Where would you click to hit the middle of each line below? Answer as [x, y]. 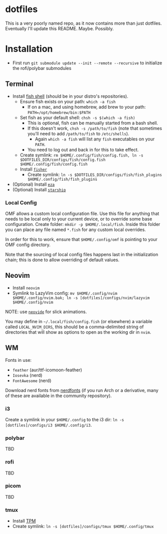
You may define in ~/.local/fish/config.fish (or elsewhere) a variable [79, 321]
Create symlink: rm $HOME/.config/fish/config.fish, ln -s [82, 155]
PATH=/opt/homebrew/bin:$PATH [59, 112]
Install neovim [26, 287]
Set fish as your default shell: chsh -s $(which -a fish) [77, 117]
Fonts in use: [18, 360]
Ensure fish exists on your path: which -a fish [68, 101]
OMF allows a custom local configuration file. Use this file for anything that [82, 213]
